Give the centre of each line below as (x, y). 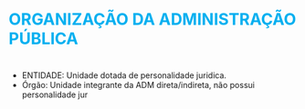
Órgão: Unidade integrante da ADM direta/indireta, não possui (138, 85)
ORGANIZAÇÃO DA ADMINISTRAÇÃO (152, 20)
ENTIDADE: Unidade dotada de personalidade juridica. (124, 75)
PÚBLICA (43, 39)
